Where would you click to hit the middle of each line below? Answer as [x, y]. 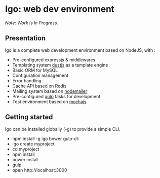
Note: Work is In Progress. [32, 23]
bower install [25, 159]
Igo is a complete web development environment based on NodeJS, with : [80, 50]
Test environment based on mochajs [49, 102]
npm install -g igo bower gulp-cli [45, 139]
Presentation [25, 38]
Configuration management [40, 75]
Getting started [29, 117]
